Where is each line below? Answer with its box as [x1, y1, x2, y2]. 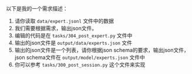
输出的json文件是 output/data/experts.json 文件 [14, 40, 132, 46]
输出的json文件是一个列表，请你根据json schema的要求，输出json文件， [14, 47, 190, 54]
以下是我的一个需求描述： [6, 5, 68, 12]
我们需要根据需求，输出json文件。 [14, 25, 97, 31]
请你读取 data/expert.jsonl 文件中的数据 [14, 17, 114, 24]
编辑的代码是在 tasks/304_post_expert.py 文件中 [14, 32, 133, 39]
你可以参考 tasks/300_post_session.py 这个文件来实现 [14, 61, 146, 68]
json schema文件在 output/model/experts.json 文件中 [14, 54, 145, 61]
